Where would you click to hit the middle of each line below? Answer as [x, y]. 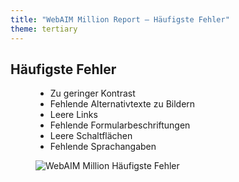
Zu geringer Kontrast [92, 93]
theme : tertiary [44, 29]
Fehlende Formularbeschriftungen [120, 125]
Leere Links [73, 115]
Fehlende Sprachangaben [103, 147]
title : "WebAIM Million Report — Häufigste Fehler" [120, 19]
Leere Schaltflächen [91, 136]
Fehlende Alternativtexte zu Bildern [122, 104]
